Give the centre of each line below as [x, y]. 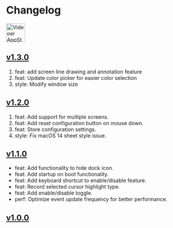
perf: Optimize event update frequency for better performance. [91, 199]
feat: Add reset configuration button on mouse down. [79, 123]
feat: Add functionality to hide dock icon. [64, 168]
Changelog [34, 10]
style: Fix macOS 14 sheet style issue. [60, 135]
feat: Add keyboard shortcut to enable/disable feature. [81, 180]
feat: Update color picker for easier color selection [76, 78]
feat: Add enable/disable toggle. [54, 193]
